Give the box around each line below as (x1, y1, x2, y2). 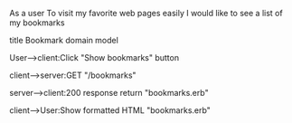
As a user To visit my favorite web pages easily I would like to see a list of (9, 8, 283, 18)
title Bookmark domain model (9, 35, 119, 45)
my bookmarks (9, 17, 65, 28)
